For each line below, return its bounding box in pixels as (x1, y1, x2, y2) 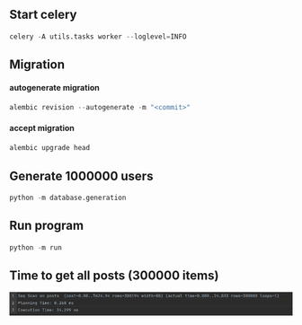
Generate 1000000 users (9, 168, 154, 183)
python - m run (9, 242, 63, 252)
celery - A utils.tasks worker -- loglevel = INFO (9, 31, 187, 41)
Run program (9, 218, 84, 233)
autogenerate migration (9, 82, 101, 92)
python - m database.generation (9, 193, 127, 203)
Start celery (9, 7, 77, 22)
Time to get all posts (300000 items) (9, 268, 219, 283)
